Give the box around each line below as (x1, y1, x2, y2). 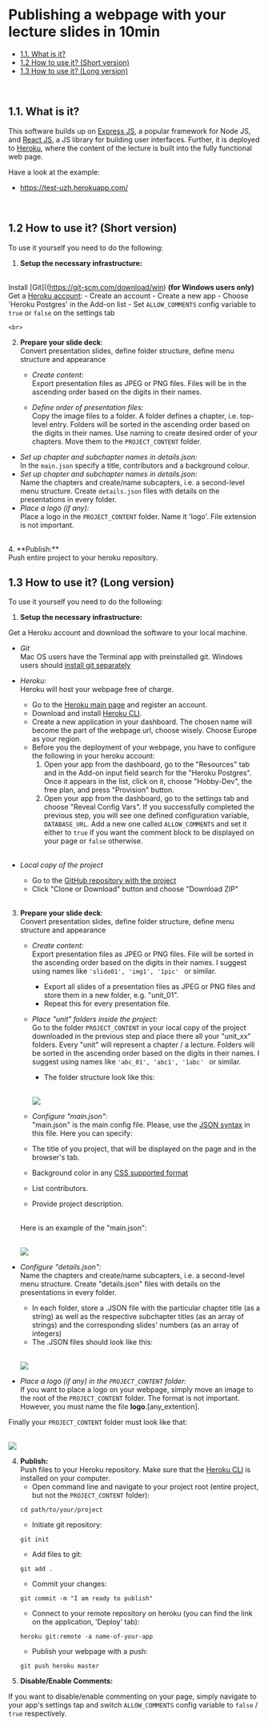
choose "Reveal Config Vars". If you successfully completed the (43, 803, 254, 812)
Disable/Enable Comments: (19, 1676, 114, 1686)
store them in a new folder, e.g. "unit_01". (43, 991, 179, 1000)
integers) (31, 1329, 62, 1338)
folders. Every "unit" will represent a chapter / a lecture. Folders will (31, 1040, 255, 1050)
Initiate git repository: (31, 1520, 102, 1530)
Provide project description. (31, 1199, 124, 1209)
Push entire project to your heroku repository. (8, 553, 158, 562)
